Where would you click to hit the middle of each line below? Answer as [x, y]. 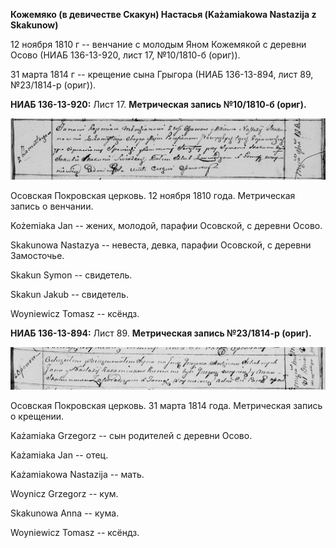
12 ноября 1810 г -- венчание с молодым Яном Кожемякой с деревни [158, 44]
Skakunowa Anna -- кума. [65, 513]
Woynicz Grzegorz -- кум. [64, 493]
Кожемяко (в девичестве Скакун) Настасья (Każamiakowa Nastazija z [163, 14]
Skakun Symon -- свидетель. [71, 275]
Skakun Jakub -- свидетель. [69, 294]
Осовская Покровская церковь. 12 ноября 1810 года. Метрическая [153, 195]
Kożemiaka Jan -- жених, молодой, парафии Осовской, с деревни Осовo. [166, 225]
